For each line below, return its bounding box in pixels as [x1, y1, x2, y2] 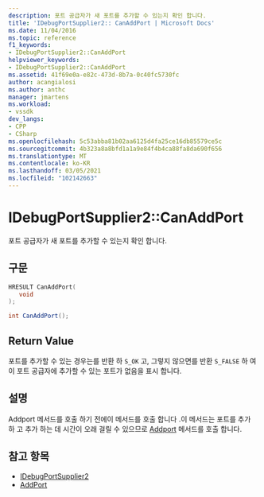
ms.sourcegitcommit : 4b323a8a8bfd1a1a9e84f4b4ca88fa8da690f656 [8, 145, 223, 153]
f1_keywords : [8, 41, 52, 49]
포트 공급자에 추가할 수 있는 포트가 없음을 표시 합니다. [16, 366, 182, 375]
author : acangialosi [8, 78, 77, 86]
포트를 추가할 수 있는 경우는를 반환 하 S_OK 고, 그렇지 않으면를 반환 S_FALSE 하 [8, 355, 248, 366]
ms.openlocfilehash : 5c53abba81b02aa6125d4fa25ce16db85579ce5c [8, 137, 223, 146]
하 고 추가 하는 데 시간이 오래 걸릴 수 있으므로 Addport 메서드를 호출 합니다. [8, 424, 243, 433]
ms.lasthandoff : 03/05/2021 [8, 167, 102, 175]
